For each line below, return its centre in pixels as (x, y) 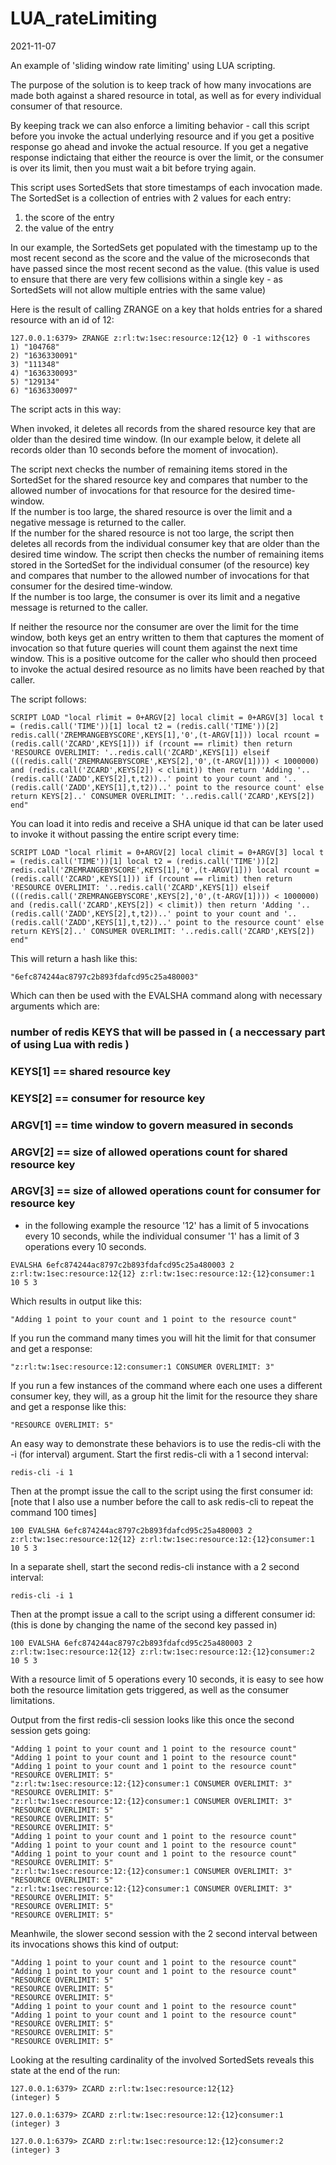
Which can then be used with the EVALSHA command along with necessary (166, 995)
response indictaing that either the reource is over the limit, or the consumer (167, 157)
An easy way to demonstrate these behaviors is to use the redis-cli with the (166, 1443)
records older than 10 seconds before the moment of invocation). (144, 449)
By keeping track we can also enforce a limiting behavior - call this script (160, 125)
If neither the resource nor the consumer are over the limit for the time (154, 626)
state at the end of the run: (65, 2070)
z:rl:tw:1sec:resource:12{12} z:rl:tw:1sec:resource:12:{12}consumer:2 (162, 1652)
